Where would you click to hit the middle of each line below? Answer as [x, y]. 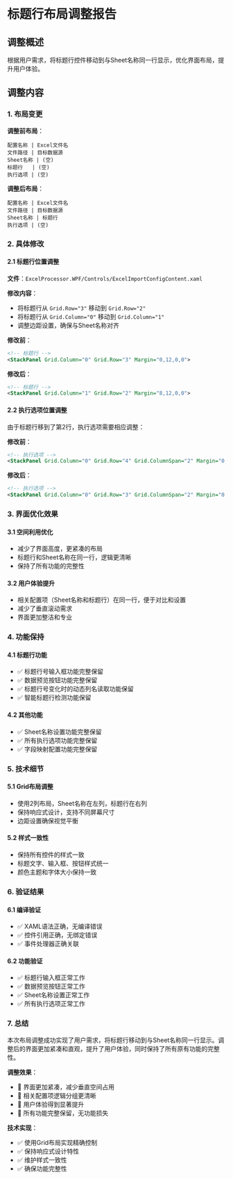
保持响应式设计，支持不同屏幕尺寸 [66, 812]
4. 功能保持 [26, 637]
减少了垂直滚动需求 [45, 609]
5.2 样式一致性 [28, 838]
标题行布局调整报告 [62, 14]
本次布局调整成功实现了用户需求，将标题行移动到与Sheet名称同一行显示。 [113, 1040]
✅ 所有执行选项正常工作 [51, 1004]
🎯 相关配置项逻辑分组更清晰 [57, 1096]
